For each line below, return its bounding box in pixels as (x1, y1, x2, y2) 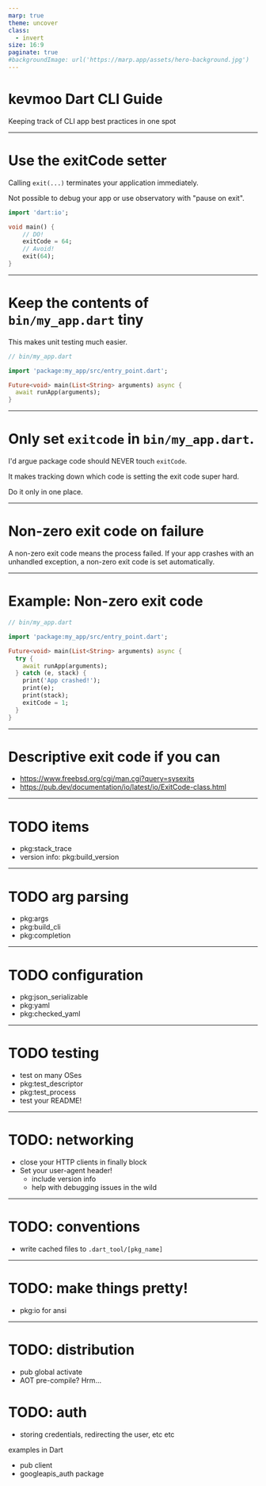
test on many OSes (19, 1071, 82, 1080)
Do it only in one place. (8, 487, 83, 497)
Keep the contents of (8, 295, 149, 312)
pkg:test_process (19, 1088, 77, 1097)
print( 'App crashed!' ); (22, 676, 101, 685)
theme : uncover (8, 19, 59, 27)
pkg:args (19, 914, 49, 923)
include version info (31, 1174, 97, 1184)
